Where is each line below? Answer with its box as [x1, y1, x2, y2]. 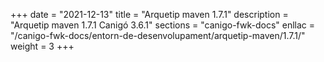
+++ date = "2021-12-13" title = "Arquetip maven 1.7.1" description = [10, 9, 289, 20]
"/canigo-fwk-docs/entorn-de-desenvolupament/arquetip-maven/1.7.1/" [10, 30, 306, 41]
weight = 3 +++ [10, 40, 75, 52]
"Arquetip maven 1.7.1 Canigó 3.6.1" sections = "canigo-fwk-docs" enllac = [10, 19, 316, 31]
